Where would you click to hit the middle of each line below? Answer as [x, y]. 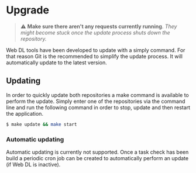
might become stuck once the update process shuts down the [95, 32]
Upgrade [28, 10]
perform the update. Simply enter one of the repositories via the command [96, 101]
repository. [33, 39]
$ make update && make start [42, 124]
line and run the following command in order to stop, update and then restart [98, 107]
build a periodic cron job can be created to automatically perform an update [97, 158]
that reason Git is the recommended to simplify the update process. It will [94, 56]
